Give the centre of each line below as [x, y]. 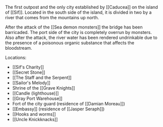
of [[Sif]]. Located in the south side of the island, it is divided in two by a [79, 12]
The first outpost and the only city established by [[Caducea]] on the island [81, 7]
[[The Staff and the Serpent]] [42, 78]
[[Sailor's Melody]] [31, 83]
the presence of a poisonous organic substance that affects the [70, 43]
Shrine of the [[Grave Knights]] [43, 88]
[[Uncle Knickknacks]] [35, 119]
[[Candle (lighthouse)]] [36, 93]
